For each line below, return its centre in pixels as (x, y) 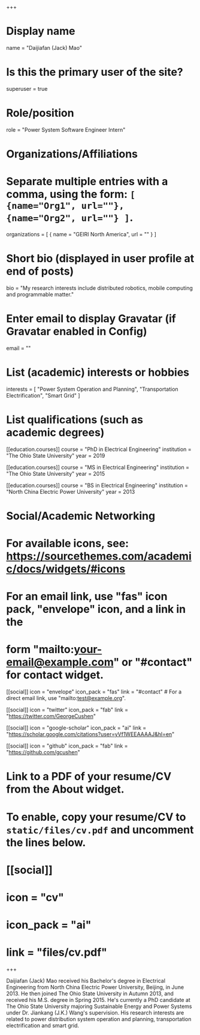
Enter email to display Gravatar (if (91, 319)
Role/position (40, 113)
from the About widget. (65, 789)
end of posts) (40, 272)
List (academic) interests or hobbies (98, 372)
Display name (41, 31)
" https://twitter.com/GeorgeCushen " (51, 716)
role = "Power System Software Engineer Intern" (66, 129)
